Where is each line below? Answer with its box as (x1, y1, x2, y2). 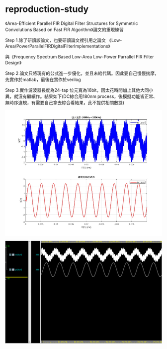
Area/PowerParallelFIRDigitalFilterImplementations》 (5, 43, 110, 49)
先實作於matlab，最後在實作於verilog (5, 76, 81, 82)
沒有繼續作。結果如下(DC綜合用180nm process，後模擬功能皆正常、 (18, 93, 158, 99)
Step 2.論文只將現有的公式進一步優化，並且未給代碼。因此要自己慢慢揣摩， (5, 70, 159, 76)
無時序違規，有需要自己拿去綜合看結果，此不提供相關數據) (5, 99, 125, 105)
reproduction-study (5, 3, 89, 15)
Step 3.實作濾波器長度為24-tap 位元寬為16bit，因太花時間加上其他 (5, 87, 141, 93)
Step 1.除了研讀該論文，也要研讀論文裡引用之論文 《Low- (5, 37, 122, 43)
